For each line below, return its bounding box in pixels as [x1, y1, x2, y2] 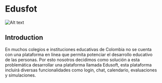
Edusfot [5, 3, 37, 15]
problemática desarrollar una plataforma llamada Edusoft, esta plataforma [5, 62, 152, 67]
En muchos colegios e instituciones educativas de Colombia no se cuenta [5, 46, 152, 52]
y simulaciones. [5, 72, 36, 78]
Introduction [5, 33, 44, 42]
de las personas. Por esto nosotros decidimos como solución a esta [5, 57, 140, 63]
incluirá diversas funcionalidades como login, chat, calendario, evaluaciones [5, 67, 157, 73]
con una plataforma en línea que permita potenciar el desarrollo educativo [5, 51, 153, 57]
